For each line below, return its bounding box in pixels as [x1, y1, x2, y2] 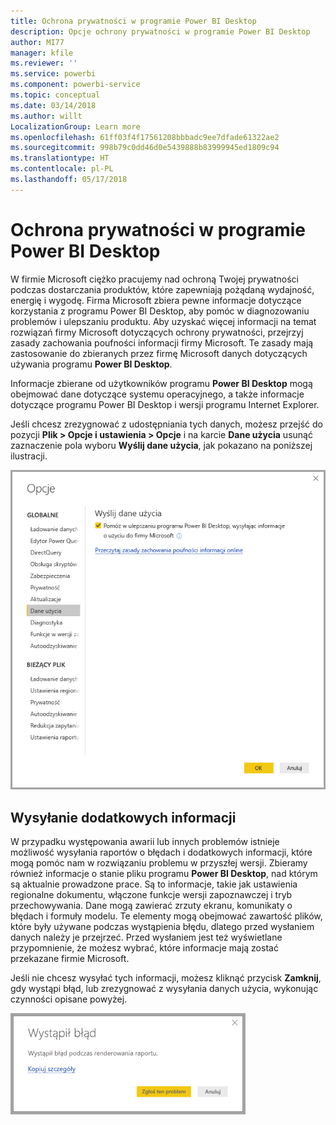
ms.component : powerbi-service [10, 80, 141, 90]
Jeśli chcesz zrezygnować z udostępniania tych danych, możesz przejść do [10, 418, 323, 430]
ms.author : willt [10, 111, 83, 121]
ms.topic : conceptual [10, 90, 101, 100]
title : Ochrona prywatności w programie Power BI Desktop [10, 16, 257, 26]
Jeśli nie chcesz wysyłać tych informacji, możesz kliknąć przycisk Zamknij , [10, 972, 322, 984]
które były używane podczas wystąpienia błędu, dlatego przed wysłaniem [10, 921, 315, 933]
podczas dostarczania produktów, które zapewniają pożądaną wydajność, [10, 283, 315, 295]
